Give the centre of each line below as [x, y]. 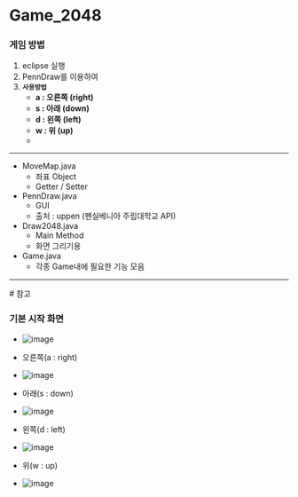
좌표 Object [56, 177]
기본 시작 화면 [37, 319]
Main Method [59, 235]
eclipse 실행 [43, 66]
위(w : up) [40, 465]
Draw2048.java [50, 226]
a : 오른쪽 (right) [64, 98]
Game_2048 [55, 16]
